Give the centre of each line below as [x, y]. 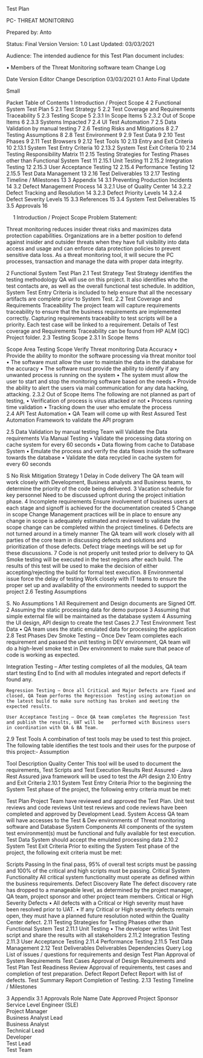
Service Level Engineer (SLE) [42, 1005]
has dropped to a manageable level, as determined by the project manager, [100, 890]
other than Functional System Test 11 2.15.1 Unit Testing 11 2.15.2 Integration [99, 161]
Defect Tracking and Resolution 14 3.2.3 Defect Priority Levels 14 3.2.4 [94, 193]
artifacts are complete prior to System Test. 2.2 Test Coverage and [89, 299]
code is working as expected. [43, 655]
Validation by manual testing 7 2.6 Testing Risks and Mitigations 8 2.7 [92, 128]
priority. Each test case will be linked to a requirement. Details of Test [92, 324]
